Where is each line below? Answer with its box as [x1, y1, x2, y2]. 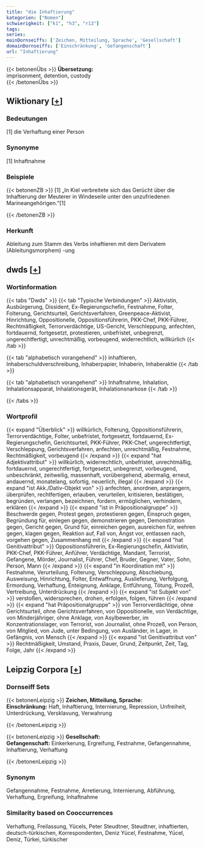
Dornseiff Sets [6, 682, 50, 691]
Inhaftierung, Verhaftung [6, 746, 68, 753]
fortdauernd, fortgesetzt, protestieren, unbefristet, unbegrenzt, [6, 329, 164, 336]
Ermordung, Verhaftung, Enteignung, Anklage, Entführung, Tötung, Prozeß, [6, 582, 194, 589]
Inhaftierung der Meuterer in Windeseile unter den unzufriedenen [6, 193, 171, 200]
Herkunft [6, 226, 33, 235]
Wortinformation [6, 283, 57, 291]
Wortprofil [6, 412, 38, 421]
